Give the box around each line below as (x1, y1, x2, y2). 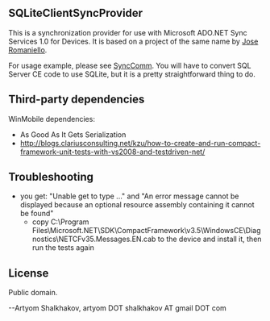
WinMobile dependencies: (8, 114, 95, 123)
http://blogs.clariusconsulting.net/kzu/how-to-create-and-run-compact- (19, 138, 261, 148)
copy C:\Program (31, 217, 89, 227)
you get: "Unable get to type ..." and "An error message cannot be (19, 191, 239, 201)
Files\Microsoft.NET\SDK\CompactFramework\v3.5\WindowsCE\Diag (31, 226, 261, 236)
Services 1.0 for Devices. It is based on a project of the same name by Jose (8, 36, 259, 46)
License (8, 266, 49, 280)
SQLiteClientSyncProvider (8, 6, 143, 20)
